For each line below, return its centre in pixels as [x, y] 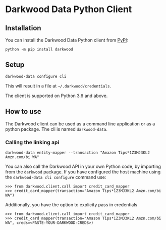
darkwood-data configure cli [36, 76]
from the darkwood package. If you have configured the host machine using [83, 172]
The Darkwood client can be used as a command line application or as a [80, 124]
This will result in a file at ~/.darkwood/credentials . [58, 86]
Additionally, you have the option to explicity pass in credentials [71, 204]
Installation [23, 28]
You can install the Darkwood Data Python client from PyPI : [67, 40]
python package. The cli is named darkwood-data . [56, 129]
